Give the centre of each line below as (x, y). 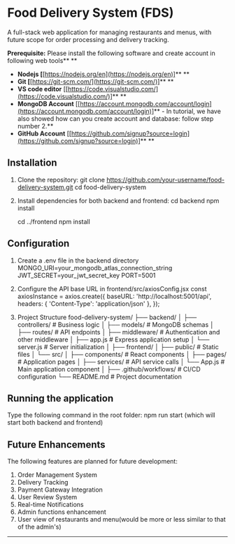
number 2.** (35, 126)
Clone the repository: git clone (61, 179)
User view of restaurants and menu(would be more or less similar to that (121, 520)
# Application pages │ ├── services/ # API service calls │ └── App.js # (121, 362)
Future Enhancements (57, 444)
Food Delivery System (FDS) (91, 13)
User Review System (47, 497)
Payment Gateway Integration (60, 490)
